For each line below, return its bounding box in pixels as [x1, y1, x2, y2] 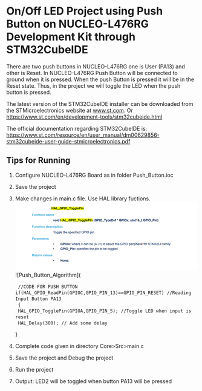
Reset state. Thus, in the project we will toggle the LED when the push [6, 82, 181, 89]
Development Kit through [6, 30, 136, 44]
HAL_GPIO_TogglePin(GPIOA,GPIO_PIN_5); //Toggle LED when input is [18, 308, 192, 314]
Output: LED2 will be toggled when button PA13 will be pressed [15, 378, 172, 385]
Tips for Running [6, 156, 71, 166]
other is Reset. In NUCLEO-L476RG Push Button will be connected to [6, 69, 178, 76]
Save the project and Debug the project [15, 354, 114, 361]
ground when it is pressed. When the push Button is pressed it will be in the [6, 76, 195, 83]
